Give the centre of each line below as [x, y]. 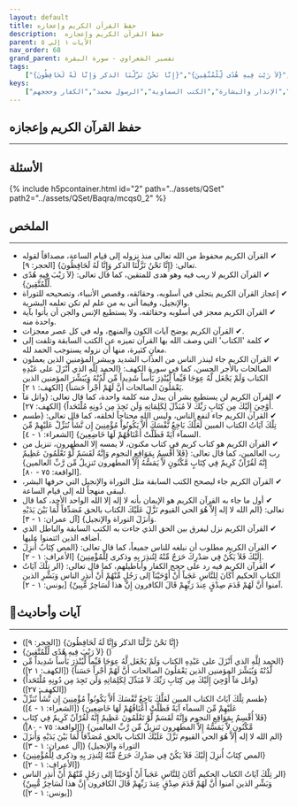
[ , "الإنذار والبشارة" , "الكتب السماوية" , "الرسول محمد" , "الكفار [156, 91]
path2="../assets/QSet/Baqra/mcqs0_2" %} [88, 198]
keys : [19, 83]
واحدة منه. [39, 321]
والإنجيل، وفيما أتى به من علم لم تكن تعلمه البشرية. [106, 303]
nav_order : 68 [35, 50]
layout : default [39, 17]
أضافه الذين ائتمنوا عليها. [62, 537]
